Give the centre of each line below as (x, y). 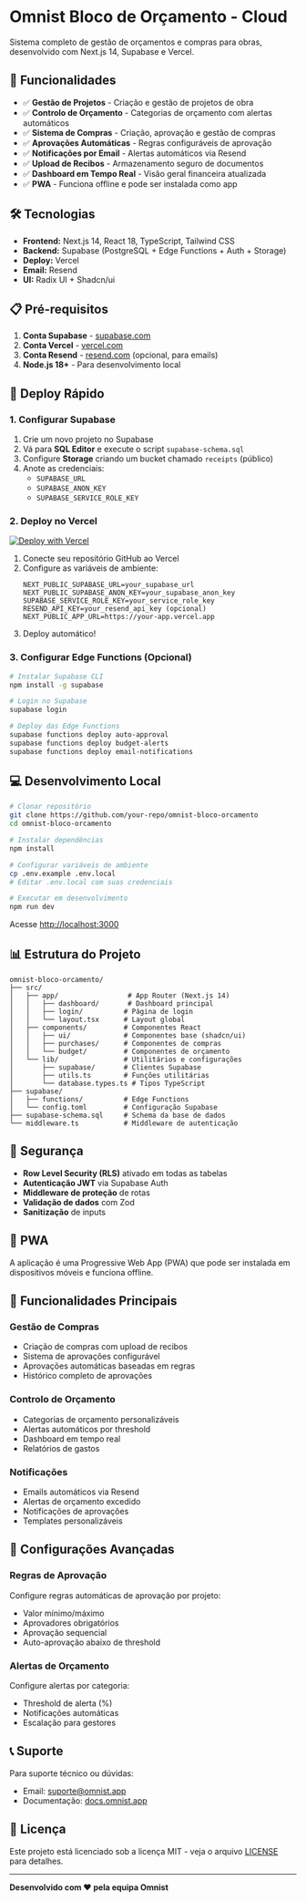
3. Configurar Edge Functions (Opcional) (101, 657)
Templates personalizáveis (72, 1521)
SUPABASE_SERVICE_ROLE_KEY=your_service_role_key (119, 601)
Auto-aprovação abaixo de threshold (92, 1642)
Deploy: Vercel (51, 260)
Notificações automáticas (71, 1712)
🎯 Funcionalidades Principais (93, 1301)
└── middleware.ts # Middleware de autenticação (124, 1123)
